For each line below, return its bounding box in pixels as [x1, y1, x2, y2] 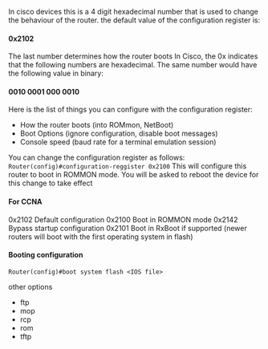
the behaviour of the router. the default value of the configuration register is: [8, 15, 261, 25]
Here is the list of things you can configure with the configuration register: [8, 104, 253, 115]
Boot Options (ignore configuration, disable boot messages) [19, 128, 218, 139]
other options [8, 282, 53, 291]
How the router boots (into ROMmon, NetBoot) [19, 120, 174, 130]
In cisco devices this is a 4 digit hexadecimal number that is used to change [8, 7, 259, 16]
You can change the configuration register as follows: [8, 152, 185, 163]
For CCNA [8, 197, 43, 206]
